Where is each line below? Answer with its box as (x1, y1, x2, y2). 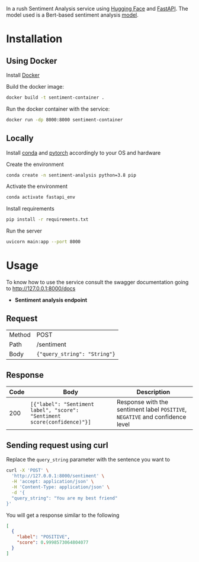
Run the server (6, 227, 43, 234)
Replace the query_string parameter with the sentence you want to (6, 456, 171, 463)
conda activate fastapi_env (6, 194, 76, 200)
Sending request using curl (6, 440, 108, 451)
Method (9, 330, 31, 338)
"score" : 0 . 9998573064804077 (17, 539, 89, 546)
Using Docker (6, 56, 57, 66)
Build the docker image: (6, 83, 64, 90)
